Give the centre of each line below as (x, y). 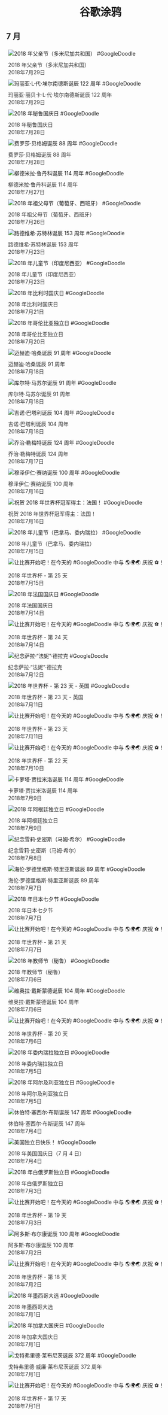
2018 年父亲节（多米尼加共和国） (49, 65)
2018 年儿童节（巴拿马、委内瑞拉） (51, 543)
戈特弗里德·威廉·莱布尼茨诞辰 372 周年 (55, 1367)
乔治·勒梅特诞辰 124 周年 (38, 454)
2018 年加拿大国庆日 (33, 1337)
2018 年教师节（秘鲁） (36, 972)
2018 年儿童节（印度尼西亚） (44, 274)
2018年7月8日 (25, 858)
